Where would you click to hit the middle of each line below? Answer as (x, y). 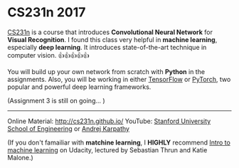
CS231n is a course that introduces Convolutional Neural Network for (110, 32)
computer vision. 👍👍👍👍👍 (48, 55)
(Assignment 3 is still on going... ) (56, 100)
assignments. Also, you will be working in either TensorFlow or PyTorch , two (119, 79)
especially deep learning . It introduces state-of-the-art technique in (107, 47)
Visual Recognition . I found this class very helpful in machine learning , (112, 39)
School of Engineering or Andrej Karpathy (69, 128)
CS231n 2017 (47, 12)
